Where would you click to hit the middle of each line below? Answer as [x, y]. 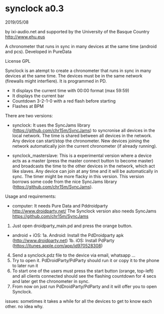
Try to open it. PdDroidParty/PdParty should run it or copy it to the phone [86, 260]
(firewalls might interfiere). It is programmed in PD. [56, 81]
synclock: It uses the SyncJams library [51, 125]
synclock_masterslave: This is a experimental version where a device [82, 156]
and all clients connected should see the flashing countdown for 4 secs [84, 276]
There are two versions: [29, 115]
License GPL [18, 61]
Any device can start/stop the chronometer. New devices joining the [81, 141]
